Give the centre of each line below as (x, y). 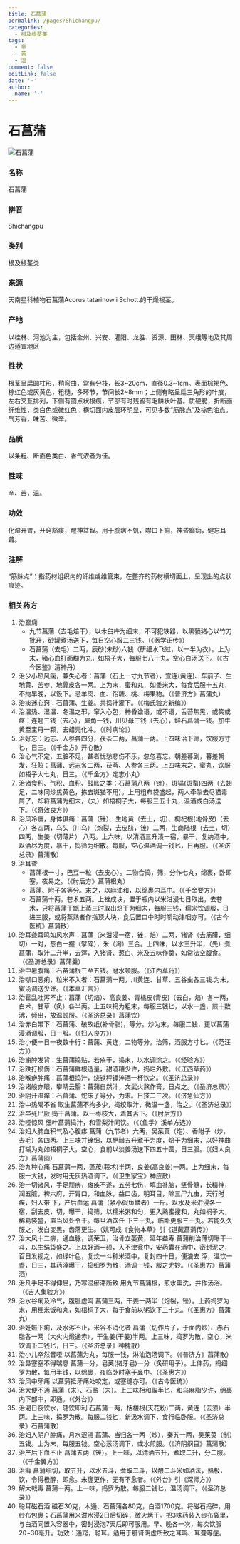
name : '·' (29, 94)
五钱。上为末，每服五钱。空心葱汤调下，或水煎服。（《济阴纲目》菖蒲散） (124, 1444)
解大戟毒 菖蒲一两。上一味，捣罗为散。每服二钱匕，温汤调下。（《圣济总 (122, 1488)
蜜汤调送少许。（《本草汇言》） (61, 988)
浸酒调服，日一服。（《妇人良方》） (67, 1033)
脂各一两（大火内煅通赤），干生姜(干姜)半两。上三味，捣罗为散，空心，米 (125, 1337)
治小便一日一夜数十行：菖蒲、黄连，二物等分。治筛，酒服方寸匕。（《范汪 (124, 1042)
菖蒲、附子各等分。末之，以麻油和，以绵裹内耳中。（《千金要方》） (124, 891)
